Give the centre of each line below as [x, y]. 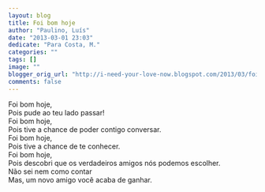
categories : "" [33, 52]
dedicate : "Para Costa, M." [54, 45]
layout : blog [30, 15]
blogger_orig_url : [38, 74]
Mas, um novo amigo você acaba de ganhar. [80, 179]
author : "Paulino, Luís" [49, 30]
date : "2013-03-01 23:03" [50, 38]
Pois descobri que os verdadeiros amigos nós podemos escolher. [114, 163]
